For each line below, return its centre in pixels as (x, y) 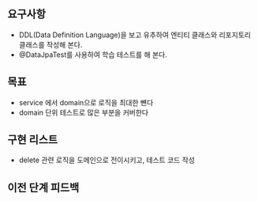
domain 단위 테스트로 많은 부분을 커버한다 (84, 112)
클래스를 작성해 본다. (50, 44)
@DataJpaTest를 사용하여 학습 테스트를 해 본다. (93, 55)
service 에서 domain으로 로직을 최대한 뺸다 (86, 102)
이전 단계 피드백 (43, 187)
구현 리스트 (33, 140)
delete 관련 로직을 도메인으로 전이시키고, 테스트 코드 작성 (107, 160)
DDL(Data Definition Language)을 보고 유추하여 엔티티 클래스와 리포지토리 (135, 35)
